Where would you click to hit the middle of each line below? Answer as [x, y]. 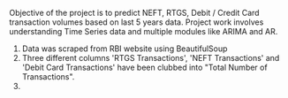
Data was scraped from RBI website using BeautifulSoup [125, 49]
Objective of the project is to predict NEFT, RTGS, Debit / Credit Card [134, 13]
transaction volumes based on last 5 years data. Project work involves [136, 22]
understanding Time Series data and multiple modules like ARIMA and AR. [144, 31]
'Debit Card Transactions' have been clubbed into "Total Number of [144, 67]
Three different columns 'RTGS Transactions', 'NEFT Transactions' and [151, 58]
